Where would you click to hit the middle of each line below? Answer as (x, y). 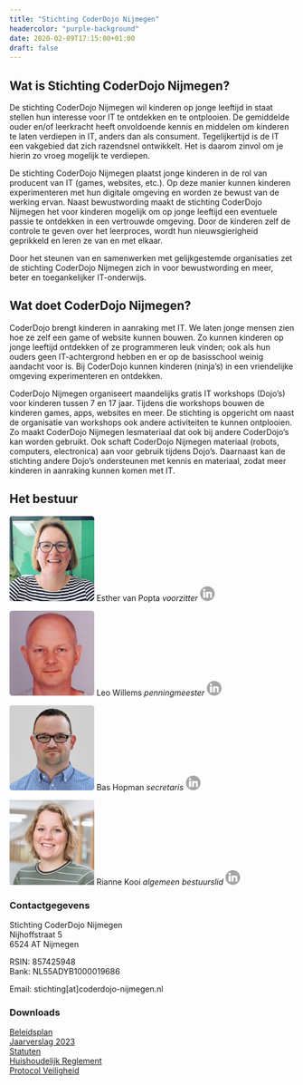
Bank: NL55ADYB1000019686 (65, 971)
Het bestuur (44, 499)
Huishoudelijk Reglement (56, 1061)
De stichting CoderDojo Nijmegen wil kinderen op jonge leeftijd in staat (141, 108)
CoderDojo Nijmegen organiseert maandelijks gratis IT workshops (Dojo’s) (147, 393)
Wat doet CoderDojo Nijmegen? (100, 306)
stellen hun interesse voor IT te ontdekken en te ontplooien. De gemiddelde (150, 117)
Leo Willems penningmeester (151, 693)
